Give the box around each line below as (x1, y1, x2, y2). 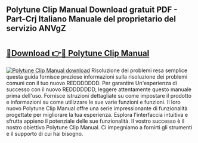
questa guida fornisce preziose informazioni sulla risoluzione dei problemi (6, 73, 188, 80)
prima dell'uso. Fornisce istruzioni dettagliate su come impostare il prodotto (6, 92, 192, 99)
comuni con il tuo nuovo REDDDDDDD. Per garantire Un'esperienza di (6, 80, 178, 86)
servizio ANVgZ (6, 23, 67, 33)
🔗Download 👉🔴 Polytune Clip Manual (6, 48, 150, 58)
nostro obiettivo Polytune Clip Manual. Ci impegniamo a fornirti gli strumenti (6, 124, 193, 130)
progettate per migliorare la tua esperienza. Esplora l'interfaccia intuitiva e (6, 111, 188, 118)
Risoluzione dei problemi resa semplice (91, 67, 188, 74)
